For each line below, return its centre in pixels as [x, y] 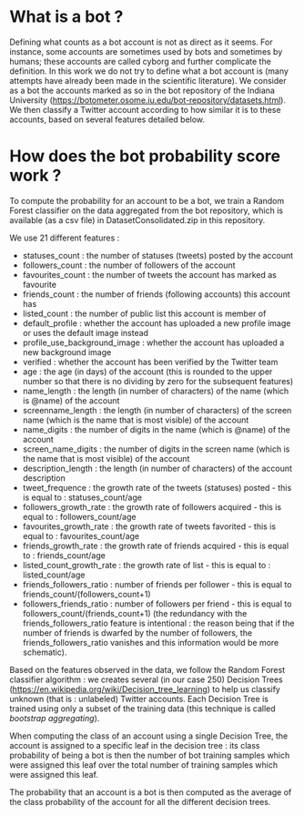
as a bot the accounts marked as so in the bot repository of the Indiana [142, 90]
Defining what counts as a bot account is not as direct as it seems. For [141, 42]
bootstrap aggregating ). [55, 718]
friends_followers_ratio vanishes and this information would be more [151, 642]
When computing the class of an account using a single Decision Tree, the [149, 736]
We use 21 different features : [65, 238]
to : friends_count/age [64, 555]
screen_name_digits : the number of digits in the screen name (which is [156, 449]
